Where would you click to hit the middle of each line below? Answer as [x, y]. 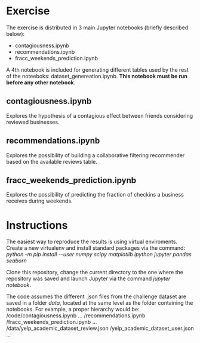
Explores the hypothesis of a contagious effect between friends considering [100, 115]
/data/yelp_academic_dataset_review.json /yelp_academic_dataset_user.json [100, 328]
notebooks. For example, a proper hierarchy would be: [73, 310]
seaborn [16, 261]
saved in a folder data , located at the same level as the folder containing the [100, 303]
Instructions [37, 225]
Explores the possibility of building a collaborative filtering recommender [96, 155]
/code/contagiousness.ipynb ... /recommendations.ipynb [76, 316]
